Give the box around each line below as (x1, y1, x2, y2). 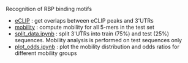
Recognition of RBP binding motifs (6, 6, 92, 12)
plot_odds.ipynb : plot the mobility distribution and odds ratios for (14, 43, 180, 50)
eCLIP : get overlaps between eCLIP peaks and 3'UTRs (14, 17, 154, 24)
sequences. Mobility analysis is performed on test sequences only (14, 37, 182, 43)
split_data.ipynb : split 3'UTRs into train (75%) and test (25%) (14, 30, 170, 37)
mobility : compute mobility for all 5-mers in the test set (14, 24, 154, 31)
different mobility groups (14, 50, 77, 57)
